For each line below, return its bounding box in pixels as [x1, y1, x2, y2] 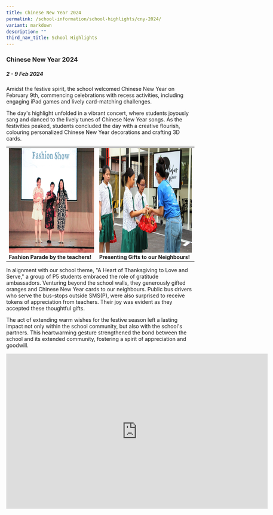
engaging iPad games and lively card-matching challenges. [6, 98, 152, 105]
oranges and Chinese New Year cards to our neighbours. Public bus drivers [6, 286, 192, 293]
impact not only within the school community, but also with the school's [6, 323, 183, 330]
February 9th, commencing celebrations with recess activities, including [6, 92, 184, 99]
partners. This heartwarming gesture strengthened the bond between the [6, 329, 187, 336]
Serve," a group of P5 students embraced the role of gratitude [6, 273, 159, 281]
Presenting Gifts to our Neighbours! [99, 253, 190, 260]
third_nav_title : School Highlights [6, 35, 97, 41]
